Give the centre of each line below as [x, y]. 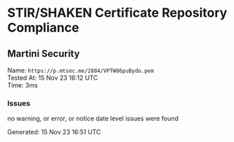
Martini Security [44, 54]
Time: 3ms [23, 85]
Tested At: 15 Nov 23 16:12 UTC [53, 78]
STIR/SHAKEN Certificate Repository [117, 13]
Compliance [43, 28]
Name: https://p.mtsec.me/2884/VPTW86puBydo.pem [81, 70]
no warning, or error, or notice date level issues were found [93, 119]
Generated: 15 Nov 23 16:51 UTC [54, 132]
